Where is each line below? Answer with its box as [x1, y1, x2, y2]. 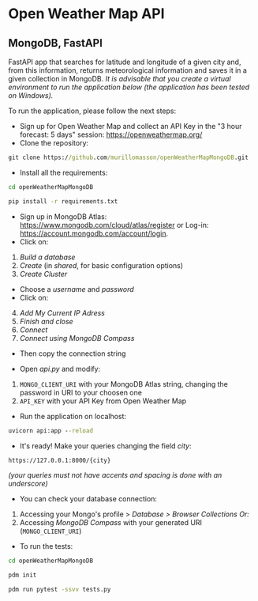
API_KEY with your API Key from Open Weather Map [19, 396, 187, 406]
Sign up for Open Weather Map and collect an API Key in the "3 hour [19, 122, 242, 130]
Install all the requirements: [19, 168, 108, 177]
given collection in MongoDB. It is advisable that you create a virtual [8, 74, 231, 83]
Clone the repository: [19, 138, 89, 147]
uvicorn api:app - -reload [8, 426, 93, 435]
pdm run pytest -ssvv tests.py [8, 586, 111, 594]
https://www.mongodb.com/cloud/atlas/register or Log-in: [19, 220, 209, 229]
